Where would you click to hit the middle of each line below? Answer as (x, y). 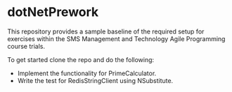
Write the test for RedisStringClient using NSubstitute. (95, 80)
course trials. (26, 46)
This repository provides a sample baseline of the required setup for (106, 31)
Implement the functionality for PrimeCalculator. (87, 73)
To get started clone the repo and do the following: (81, 59)
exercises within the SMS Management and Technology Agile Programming (116, 38)
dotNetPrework (53, 12)
